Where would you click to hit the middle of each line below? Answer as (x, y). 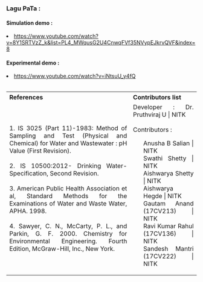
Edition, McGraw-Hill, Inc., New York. (62, 249)
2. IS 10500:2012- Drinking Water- (68, 166)
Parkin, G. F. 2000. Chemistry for (68, 234)
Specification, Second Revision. (54, 174)
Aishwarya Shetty (168, 174)
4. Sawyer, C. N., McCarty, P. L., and (68, 226)
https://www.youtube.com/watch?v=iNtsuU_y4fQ (75, 76)
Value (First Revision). (40, 151)
